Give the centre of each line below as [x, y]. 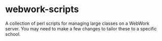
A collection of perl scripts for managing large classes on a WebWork [77, 23]
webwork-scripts [42, 9]
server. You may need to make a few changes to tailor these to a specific [81, 28]
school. [13, 34]
